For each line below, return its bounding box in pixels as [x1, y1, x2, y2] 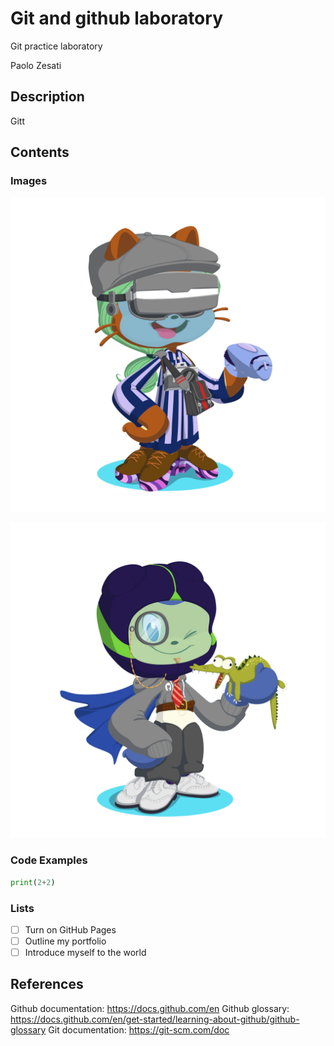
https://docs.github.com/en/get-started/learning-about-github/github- [10, 1013, 300, 1025]
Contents [10, 144, 70, 161]
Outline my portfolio [24, 935, 107, 947]
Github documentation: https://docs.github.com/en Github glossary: [10, 1002, 290, 1014]
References [10, 976, 84, 993]
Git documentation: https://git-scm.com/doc [48, 1023, 230, 1036]
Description [10, 88, 85, 106]
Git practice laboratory [10, 40, 103, 52]
